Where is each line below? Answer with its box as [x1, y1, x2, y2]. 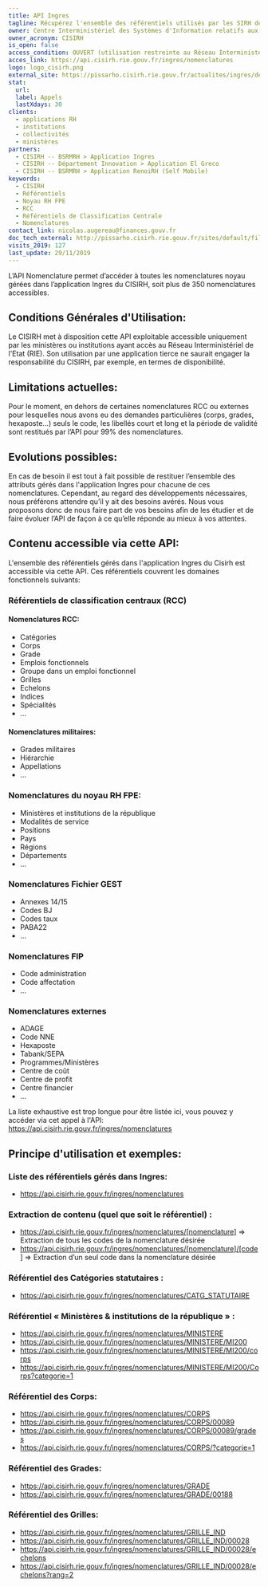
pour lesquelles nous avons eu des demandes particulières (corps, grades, [8, 410, 254, 419]
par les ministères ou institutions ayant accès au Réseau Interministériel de [8, 341, 254, 350]
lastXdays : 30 [15, 100, 62, 108]
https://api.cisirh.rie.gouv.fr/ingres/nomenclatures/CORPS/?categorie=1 [19, 1443, 255, 1452]
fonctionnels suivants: [8, 575, 81, 585]
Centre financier [19, 1083, 73, 1093]
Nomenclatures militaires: [8, 727, 97, 736]
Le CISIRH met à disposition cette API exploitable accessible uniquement [8, 332, 247, 341]
